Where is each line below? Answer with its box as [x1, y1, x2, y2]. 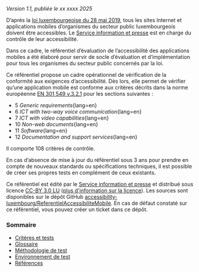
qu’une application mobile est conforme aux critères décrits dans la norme [6, 84, 188, 91]
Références [14, 260, 43, 267]
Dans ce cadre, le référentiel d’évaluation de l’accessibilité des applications [6, 47, 190, 54]
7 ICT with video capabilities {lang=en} [14, 114, 109, 121]
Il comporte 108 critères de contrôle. [6, 145, 95, 152]
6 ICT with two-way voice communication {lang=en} [14, 108, 142, 115]
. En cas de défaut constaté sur [110, 199, 188, 207]
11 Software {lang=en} [14, 127, 68, 134]
